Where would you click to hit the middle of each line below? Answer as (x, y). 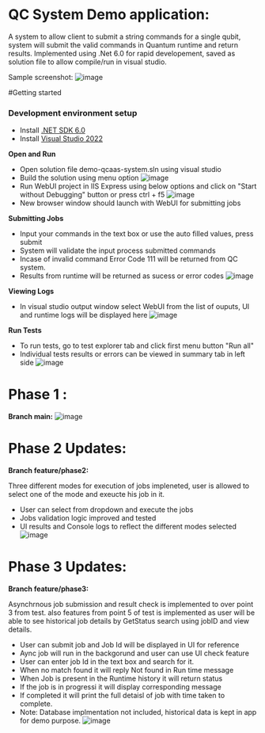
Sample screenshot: (41, 77)
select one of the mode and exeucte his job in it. (86, 494)
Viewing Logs (31, 292)
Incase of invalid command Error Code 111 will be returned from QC (129, 259)
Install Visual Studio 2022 (61, 139)
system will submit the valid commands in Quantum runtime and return (123, 44)
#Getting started (35, 92)
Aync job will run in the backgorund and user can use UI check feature (134, 653)
